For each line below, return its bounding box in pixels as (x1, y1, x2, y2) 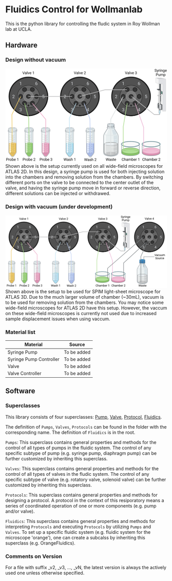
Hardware (5, 41, 37, 50)
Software (5, 386, 35, 396)
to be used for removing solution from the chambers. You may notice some (5, 299, 164, 305)
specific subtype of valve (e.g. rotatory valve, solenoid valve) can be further (5, 476, 166, 482)
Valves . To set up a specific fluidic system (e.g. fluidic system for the (5, 529, 151, 535)
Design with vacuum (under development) (5, 203, 113, 210)
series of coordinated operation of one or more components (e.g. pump (5, 502, 157, 509)
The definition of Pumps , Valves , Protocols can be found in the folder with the (5, 423, 167, 430)
